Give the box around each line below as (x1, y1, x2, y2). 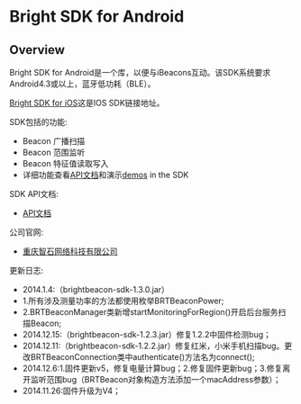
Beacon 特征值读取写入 (22, 158, 109, 168)
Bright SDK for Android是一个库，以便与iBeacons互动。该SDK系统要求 (9, 67, 271, 77)
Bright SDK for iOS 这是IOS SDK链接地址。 (9, 97, 165, 108)
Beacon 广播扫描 (22, 136, 86, 146)
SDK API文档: (9, 189, 59, 199)
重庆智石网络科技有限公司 (22, 246, 118, 256)
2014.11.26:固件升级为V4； (22, 385, 122, 396)
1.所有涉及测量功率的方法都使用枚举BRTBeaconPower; (22, 295, 224, 306)
